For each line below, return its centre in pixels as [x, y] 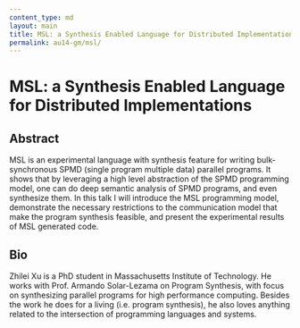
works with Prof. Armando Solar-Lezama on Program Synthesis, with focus [146, 286]
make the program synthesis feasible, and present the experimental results [147, 217]
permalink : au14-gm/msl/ [55, 42]
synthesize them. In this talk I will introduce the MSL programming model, [144, 198]
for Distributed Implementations [131, 106]
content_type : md [42, 17]
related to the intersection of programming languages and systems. [133, 315]
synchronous [33, 170]
